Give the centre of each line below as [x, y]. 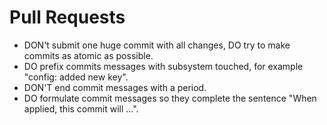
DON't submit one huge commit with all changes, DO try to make [157, 45]
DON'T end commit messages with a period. [115, 87]
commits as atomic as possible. [88, 55]
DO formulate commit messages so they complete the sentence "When [170, 98]
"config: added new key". [76, 77]
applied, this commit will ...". [81, 108]
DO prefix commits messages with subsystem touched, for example [163, 66]
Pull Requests [67, 17]
